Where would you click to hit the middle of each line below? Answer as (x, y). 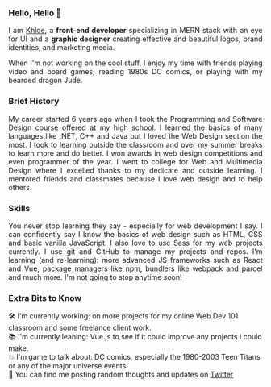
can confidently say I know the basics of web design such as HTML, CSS (135, 234)
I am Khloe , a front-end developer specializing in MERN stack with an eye (135, 31)
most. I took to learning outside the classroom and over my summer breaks (135, 144)
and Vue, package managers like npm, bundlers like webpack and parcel (135, 268)
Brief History (34, 102)
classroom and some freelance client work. (80, 328)
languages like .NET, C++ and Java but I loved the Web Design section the (135, 135)
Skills (19, 208)
